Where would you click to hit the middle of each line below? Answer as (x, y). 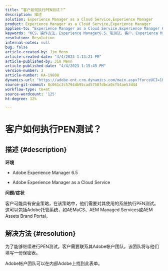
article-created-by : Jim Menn (37, 52)
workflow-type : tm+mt (28, 89)
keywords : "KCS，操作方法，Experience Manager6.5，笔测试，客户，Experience (82, 33)
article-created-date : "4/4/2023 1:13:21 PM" (53, 57)
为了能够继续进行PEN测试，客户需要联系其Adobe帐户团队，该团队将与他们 (82, 246)
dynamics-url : (20, 80)
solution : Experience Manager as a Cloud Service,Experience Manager (79, 19)
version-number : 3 (24, 71)
